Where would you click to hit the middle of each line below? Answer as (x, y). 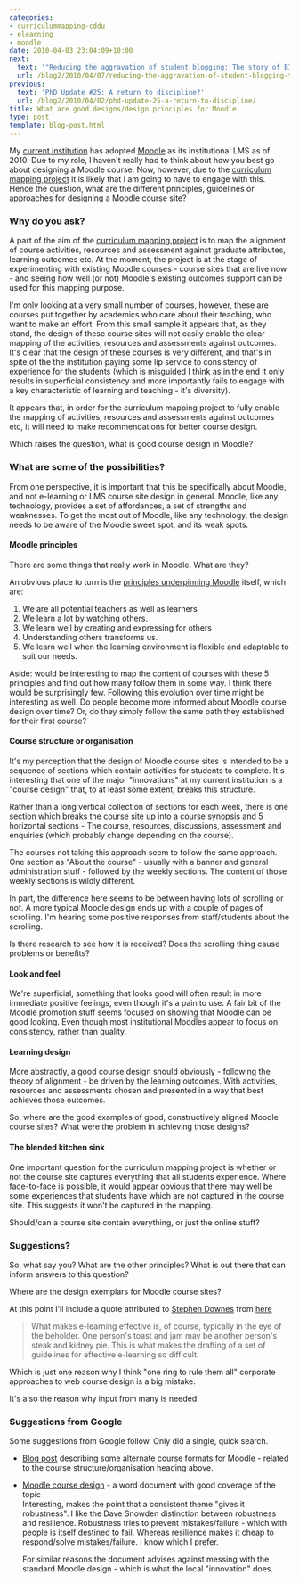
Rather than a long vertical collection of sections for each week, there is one (149, 807)
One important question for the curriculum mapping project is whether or (143, 1167)
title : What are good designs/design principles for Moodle (123, 109)
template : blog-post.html (57, 126)
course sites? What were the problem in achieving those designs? (130, 1127)
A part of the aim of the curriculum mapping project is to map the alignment (148, 241)
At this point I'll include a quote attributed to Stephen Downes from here (141, 1308)
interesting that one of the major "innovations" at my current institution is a (146, 780)
